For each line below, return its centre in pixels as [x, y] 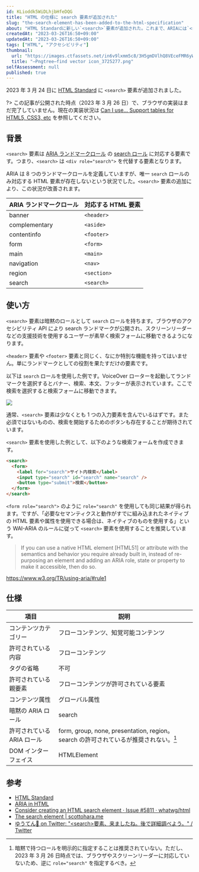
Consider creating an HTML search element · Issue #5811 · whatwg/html [102, 810]
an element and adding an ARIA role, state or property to [116, 560]
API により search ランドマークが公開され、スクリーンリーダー [115, 328]
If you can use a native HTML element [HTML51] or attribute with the [104, 548]
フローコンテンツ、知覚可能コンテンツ [111, 632]
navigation [24, 264]
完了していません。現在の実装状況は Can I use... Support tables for [92, 110]
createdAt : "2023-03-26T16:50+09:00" [53, 34]
